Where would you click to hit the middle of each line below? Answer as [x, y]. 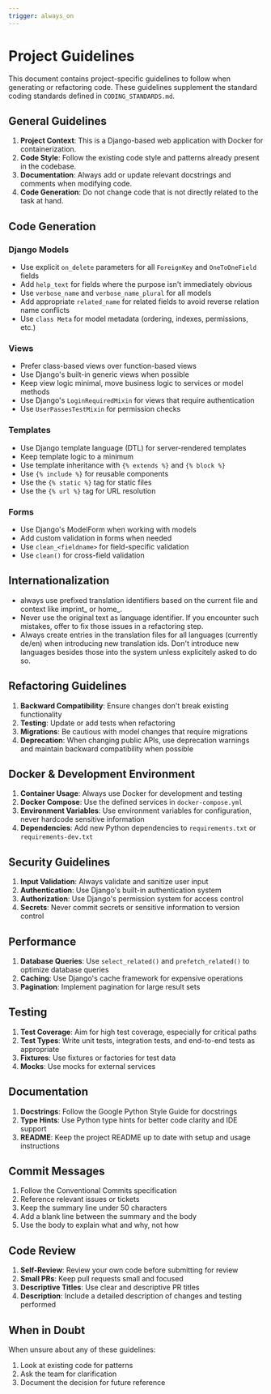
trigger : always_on [41, 16]
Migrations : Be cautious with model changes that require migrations [134, 731]
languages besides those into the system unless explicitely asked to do [138, 652]
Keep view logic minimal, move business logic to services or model [132, 383]
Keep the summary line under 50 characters [93, 1208]
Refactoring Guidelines [68, 686]
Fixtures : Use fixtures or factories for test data [98, 1058]
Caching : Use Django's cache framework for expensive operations [131, 978]
